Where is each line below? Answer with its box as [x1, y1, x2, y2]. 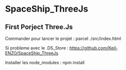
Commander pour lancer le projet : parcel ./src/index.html [5, 35, 122, 41]
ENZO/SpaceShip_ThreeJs [5, 50, 59, 56]
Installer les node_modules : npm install [5, 60, 85, 65]
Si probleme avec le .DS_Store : [5, 45, 69, 51]
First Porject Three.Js [5, 23, 73, 31]
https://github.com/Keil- [69, 45, 118, 51]
